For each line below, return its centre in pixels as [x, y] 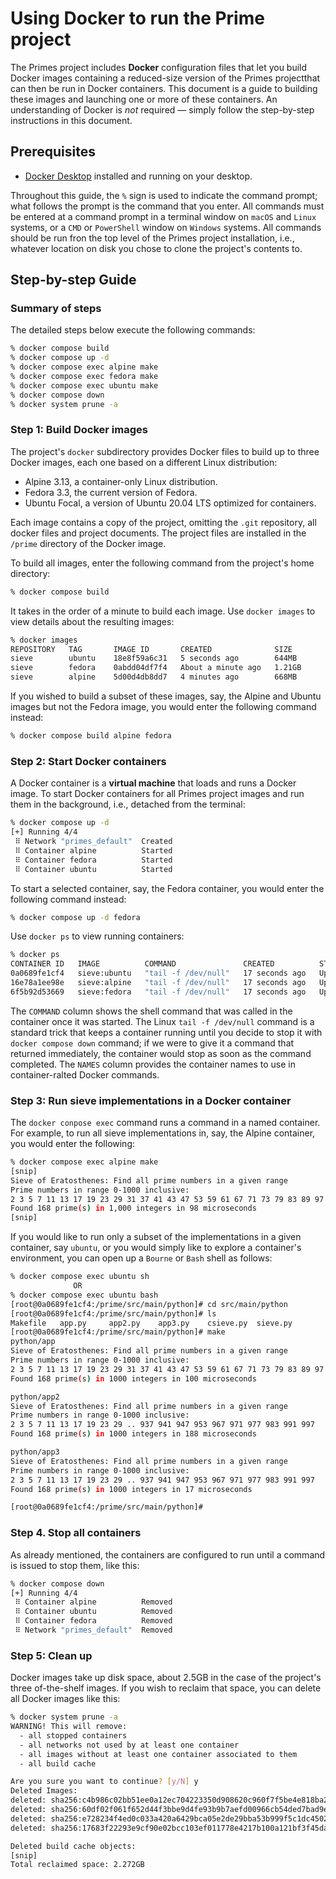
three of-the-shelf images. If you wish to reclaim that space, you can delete [166, 1688]
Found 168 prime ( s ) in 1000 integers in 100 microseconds [133, 1378]
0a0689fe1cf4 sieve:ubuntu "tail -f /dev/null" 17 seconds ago [158, 973]
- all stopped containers [73, 1735]
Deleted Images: [44, 1791]
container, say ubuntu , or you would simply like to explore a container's [156, 1248]
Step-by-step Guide [73, 280]
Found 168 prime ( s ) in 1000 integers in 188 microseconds [133, 1434]
